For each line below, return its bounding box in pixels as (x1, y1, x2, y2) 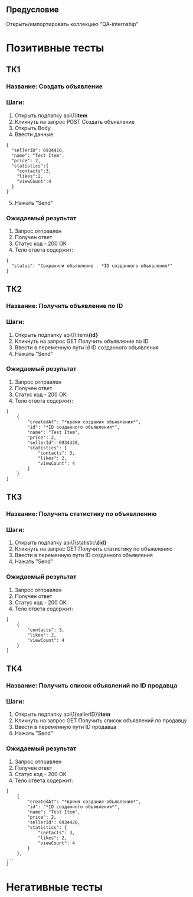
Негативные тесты (6, 880, 103, 893)
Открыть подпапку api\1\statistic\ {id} (14, 539, 107, 546)
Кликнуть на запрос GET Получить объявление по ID (14, 337, 149, 345)
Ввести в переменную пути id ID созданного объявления (14, 343, 159, 351)
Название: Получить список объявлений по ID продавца (6, 681, 178, 690)
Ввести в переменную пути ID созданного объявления (14, 552, 153, 559)
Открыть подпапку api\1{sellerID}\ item (14, 710, 110, 718)
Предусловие (6, 5, 59, 15)
